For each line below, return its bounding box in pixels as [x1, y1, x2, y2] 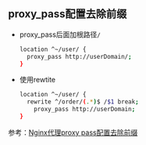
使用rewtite [19, 75, 56, 85]
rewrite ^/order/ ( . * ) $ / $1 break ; [27, 98, 139, 106]
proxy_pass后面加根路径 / [19, 30, 101, 39]
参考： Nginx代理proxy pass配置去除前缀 [8, 128, 138, 137]
